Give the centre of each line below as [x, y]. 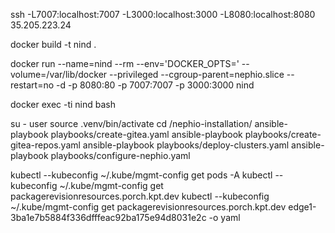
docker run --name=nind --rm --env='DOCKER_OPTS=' [125, 63]
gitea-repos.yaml [45, 145]
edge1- [302, 207]
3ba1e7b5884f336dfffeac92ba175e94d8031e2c [108, 217]
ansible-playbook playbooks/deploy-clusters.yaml [186, 145]
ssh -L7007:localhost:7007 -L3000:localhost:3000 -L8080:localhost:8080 [163, 14]
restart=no [32, 85]
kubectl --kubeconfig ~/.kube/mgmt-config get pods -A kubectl [141, 175]
